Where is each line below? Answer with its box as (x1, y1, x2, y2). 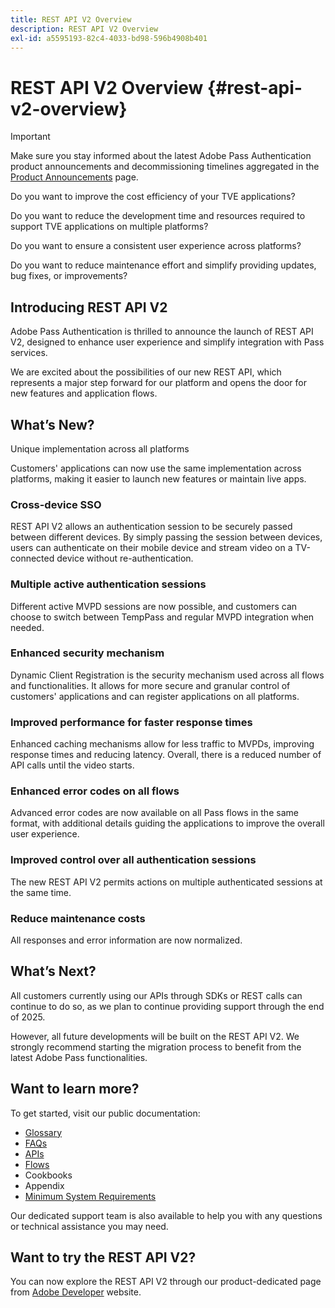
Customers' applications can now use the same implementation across (10, 462, 302, 474)
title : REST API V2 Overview (10, 14, 132, 25)
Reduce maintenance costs (10, 911, 146, 925)
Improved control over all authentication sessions (10, 853, 257, 867)
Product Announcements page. (10, 171, 139, 183)
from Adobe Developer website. (10, 1286, 142, 1298)
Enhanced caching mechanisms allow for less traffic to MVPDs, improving (10, 738, 315, 750)
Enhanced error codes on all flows (10, 784, 180, 798)
